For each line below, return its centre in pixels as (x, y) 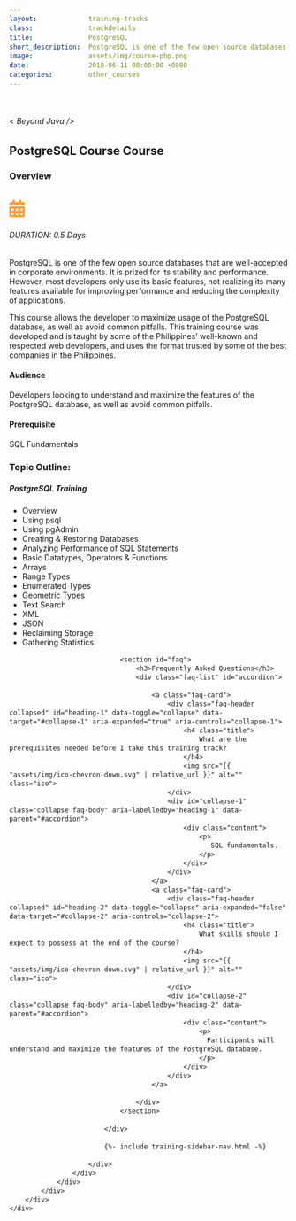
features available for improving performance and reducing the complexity (144, 290)
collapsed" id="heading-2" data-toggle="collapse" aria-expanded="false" (148, 908)
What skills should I (238, 934)
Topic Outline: (40, 467)
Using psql (42, 520)
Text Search (44, 604)
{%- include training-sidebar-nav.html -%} (185, 1147)
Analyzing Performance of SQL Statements (100, 548)
